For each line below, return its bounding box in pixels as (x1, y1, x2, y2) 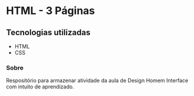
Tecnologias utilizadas (6, 28, 91, 37)
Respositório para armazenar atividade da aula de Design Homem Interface (6, 77, 189, 84)
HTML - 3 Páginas (6, 4, 95, 18)
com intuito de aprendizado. (6, 83, 75, 90)
